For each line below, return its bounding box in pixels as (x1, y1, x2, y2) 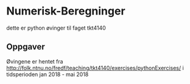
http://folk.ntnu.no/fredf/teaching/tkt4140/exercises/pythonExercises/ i (6, 64, 184, 71)
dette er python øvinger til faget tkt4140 (6, 24, 107, 31)
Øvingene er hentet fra (6, 57, 63, 65)
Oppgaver (6, 42, 46, 52)
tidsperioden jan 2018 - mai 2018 (6, 71, 89, 78)
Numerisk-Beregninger (6, 4, 126, 18)
